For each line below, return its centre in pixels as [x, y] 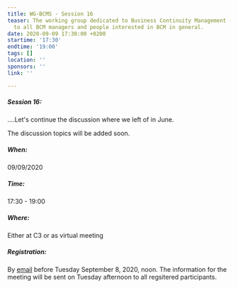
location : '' [27, 60]
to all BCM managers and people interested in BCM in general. [109, 27]
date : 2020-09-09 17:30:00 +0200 [57, 34]
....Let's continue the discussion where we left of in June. [91, 120]
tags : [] [20, 54]
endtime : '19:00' [33, 47]
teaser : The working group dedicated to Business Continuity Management [117, 21]
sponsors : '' [27, 67]
